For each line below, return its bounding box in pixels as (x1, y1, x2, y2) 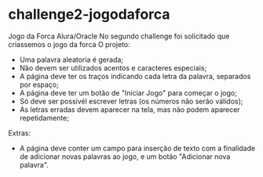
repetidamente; (19, 113, 69, 122)
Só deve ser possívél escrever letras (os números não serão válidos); (19, 96, 243, 106)
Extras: (8, 128, 31, 138)
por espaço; (19, 80, 59, 89)
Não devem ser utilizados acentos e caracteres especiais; (19, 63, 206, 72)
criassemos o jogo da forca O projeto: (8, 39, 131, 49)
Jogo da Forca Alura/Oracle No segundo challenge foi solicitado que (8, 31, 230, 41)
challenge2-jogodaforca (8, 5, 170, 23)
